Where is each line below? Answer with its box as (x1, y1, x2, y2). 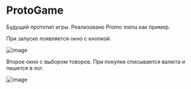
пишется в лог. (6, 64, 44, 72)
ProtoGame (6, 4, 64, 17)
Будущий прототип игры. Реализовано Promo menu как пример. (6, 23, 171, 30)
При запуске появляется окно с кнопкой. (6, 35, 112, 42)
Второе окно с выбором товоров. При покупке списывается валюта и (6, 58, 186, 65)
